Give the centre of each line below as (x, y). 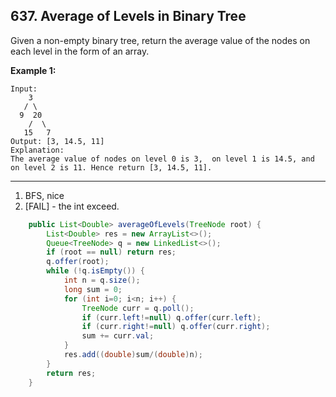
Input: (24, 89)
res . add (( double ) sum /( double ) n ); (133, 355)
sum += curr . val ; (118, 336)
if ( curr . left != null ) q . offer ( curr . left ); (171, 317)
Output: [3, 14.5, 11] (57, 141)
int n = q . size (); (102, 280)
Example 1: (33, 70)
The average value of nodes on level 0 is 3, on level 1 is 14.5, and (162, 159)
